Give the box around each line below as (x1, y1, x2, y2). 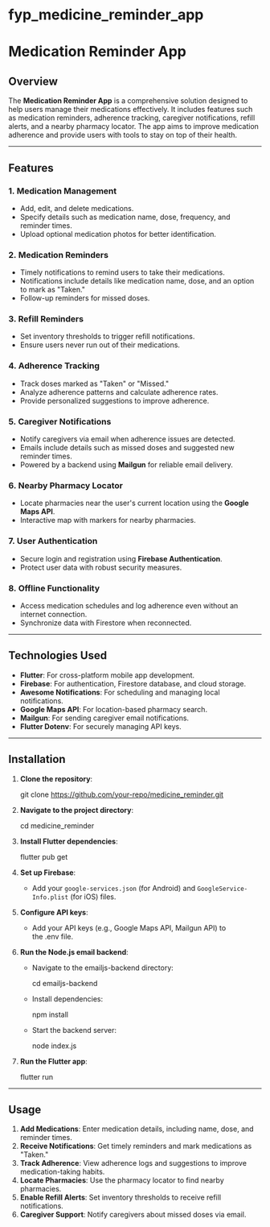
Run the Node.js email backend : (19, 947, 129, 956)
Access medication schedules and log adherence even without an (19, 600, 239, 610)
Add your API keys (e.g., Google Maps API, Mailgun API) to (31, 922, 227, 932)
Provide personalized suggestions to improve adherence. (19, 396, 210, 405)
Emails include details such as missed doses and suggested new (19, 443, 235, 453)
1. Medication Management (8, 185, 117, 197)
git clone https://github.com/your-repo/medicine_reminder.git (19, 790, 223, 799)
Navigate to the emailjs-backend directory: (31, 963, 174, 972)
